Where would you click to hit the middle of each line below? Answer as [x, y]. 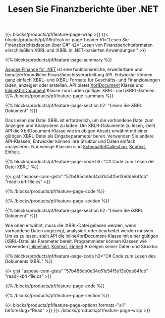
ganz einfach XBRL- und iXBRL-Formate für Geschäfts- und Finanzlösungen [82, 80]
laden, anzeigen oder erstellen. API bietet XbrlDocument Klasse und [74, 85]
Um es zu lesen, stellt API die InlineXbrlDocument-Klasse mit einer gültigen [82, 236]
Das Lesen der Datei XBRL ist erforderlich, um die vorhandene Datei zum [79, 121]
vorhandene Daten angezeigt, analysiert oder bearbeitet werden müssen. [80, 231]
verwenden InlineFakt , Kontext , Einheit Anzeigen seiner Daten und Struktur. [82, 247]
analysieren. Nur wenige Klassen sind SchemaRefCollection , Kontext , [76, 147]
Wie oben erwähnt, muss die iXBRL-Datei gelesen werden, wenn [71, 225]
